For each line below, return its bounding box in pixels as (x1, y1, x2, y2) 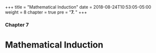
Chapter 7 (5, 21, 29, 28)
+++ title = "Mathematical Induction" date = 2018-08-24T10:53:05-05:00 (5, 4, 152, 10)
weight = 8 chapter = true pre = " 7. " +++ (5, 9, 87, 15)
